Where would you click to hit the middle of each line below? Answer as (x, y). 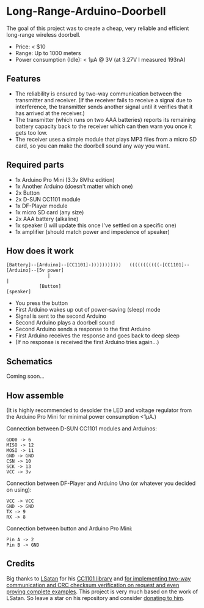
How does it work (40, 251)
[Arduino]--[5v (26, 271)
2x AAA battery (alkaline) (47, 219)
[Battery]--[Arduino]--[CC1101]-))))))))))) (64, 265)
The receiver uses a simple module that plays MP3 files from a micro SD (106, 139)
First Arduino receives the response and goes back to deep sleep (97, 336)
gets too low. (31, 132)
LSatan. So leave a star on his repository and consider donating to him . (96, 598)
